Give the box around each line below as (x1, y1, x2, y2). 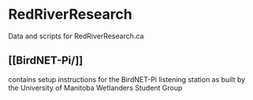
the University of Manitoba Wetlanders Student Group (8, 83, 183, 92)
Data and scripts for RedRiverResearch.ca (8, 31, 144, 41)
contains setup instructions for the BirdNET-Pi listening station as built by (8, 74, 246, 84)
